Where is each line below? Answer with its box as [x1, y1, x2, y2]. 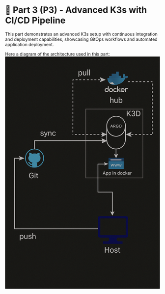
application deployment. [5, 41, 54, 47]
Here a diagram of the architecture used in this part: [5, 51, 110, 57]
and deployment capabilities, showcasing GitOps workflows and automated [5, 36, 158, 42]
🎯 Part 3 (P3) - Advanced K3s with [5, 4, 147, 16]
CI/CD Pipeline [5, 15, 66, 26]
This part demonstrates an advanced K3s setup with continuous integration [5, 31, 158, 37]
